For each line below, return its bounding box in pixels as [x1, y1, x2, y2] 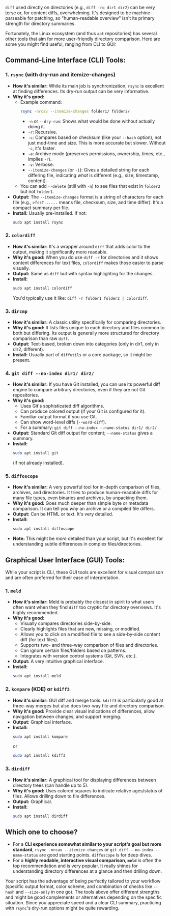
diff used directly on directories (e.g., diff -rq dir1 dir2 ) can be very [5, 5, 155, 10]
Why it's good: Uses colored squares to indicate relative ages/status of [12, 787, 163, 793]
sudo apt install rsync [12, 220, 64, 225]
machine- [132, 10, 153, 16]
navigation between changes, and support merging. [12, 713, 121, 720]
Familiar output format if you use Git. [20, 414, 97, 420]
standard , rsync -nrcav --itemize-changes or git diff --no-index [12, 847, 154, 853]
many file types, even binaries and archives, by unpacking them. [12, 495, 148, 501]
